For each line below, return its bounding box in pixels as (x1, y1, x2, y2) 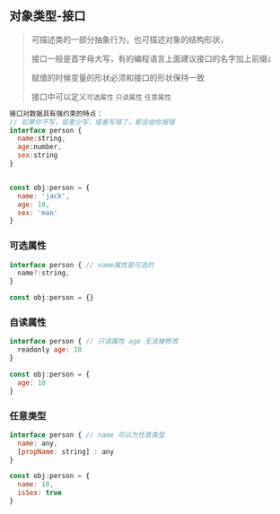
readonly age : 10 (17, 345, 83, 354)
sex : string (17, 151, 58, 160)
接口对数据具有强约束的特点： (9, 109, 103, 118)
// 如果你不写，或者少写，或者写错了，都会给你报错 (9, 118, 175, 126)
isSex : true (17, 488, 63, 498)
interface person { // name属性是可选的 (9, 260, 154, 269)
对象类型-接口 (9, 8, 86, 24)
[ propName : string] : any (17, 447, 115, 456)
